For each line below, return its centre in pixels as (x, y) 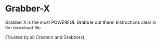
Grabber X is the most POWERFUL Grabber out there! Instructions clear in (81, 22)
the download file (23, 27)
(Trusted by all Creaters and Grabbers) (45, 37)
